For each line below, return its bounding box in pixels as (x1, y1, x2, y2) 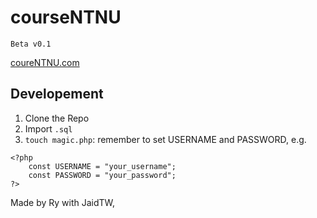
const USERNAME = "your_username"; (28, 161, 177, 171)
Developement (10, 86, 104, 103)
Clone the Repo (24, 112, 90, 124)
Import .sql (24, 122, 73, 135)
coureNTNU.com (10, 56, 80, 68)
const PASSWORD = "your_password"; (28, 170, 177, 180)
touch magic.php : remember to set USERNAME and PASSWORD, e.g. (24, 133, 307, 145)
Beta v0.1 (10, 39, 52, 49)
